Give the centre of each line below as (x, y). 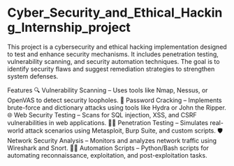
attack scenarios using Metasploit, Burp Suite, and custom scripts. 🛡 (124, 131)
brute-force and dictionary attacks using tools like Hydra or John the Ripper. (117, 107)
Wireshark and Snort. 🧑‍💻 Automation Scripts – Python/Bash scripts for (108, 148)
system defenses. (33, 76)
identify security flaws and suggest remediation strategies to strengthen (111, 69)
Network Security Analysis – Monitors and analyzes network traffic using (112, 140)
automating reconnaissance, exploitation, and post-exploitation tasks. (107, 155)
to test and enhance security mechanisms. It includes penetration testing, (113, 54)
